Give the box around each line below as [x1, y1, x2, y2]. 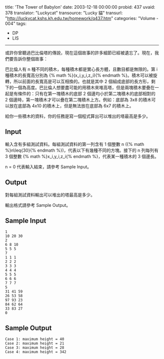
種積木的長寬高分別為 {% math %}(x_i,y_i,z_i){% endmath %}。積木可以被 [5, 73, 153, 78]
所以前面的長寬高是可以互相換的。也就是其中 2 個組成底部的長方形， [13, 79, 151, 84]
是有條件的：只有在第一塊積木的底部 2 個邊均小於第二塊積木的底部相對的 [9, 91, 156, 97]
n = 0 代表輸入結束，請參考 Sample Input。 [5, 163, 92, 170]
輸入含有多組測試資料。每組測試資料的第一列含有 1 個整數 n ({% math [5, 141, 144, 147]
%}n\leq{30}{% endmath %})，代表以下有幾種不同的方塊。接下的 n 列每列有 [5, 147, 159, 153]
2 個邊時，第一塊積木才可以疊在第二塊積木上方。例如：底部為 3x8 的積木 [5, 97, 152, 102]
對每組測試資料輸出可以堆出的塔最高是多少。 [5, 192, 95, 198]
